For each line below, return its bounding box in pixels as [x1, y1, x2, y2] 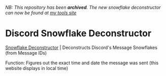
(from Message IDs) [5, 49, 47, 56]
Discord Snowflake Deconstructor [5, 28, 152, 39]
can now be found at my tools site [5, 10, 77, 16]
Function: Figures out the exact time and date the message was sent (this [5, 60, 159, 66]
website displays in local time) [5, 65, 69, 71]
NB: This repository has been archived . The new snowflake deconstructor [5, 5, 161, 10]
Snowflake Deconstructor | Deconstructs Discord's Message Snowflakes [5, 44, 157, 50]
